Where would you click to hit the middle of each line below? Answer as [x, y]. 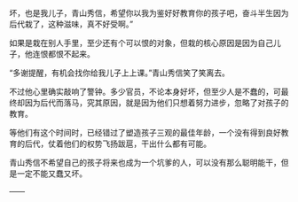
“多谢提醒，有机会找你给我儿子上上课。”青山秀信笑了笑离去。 [120, 73]
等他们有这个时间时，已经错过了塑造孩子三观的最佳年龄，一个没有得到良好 [145, 132]
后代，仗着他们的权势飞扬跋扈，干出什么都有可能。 [118, 144]
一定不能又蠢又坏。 [51, 174]
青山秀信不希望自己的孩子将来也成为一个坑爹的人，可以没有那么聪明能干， [145, 163]
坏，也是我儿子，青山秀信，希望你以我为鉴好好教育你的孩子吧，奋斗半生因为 [149, 13]
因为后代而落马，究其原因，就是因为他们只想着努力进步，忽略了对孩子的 [157, 103]
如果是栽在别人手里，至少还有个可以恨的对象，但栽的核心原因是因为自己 [141, 43]
